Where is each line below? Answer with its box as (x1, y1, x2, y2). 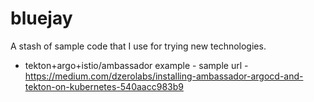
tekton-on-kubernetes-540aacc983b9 (24, 80, 184, 92)
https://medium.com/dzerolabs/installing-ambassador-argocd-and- (24, 70, 304, 82)
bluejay (10, 7, 73, 30)
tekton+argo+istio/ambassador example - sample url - (24, 59, 249, 71)
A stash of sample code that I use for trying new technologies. (10, 40, 267, 52)
